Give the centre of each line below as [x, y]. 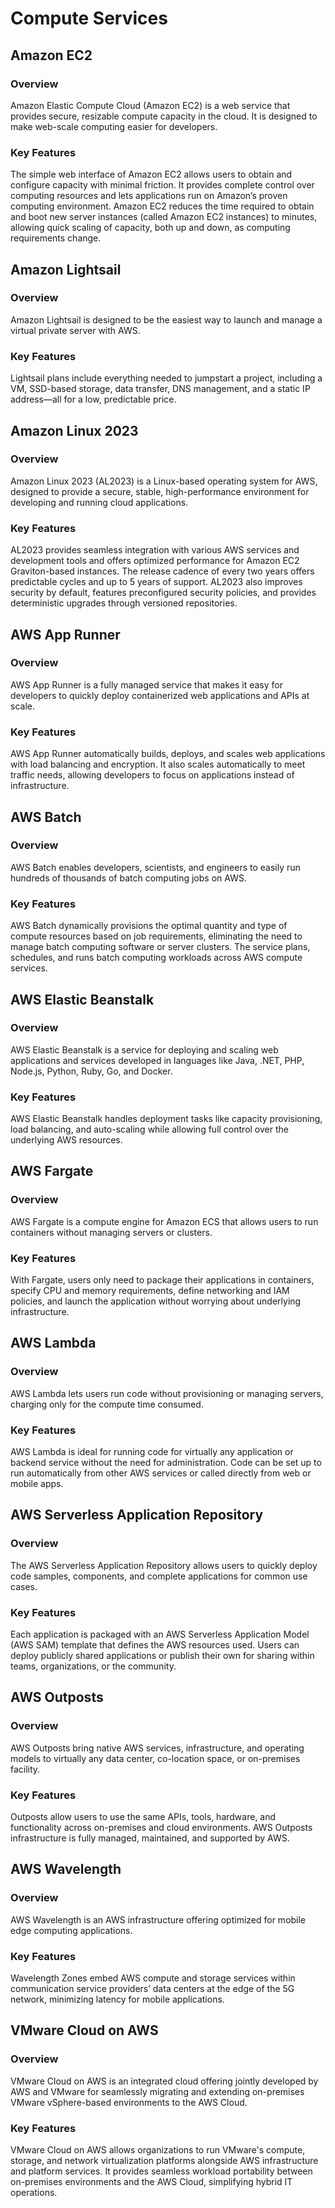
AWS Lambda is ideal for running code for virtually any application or [152, 1452]
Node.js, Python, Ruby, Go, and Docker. [91, 1071]
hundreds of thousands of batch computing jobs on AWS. [128, 878]
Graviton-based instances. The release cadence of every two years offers [162, 571]
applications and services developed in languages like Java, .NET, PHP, [157, 1060]
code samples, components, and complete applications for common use [159, 1576]
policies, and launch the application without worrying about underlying [156, 1301]
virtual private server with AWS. [75, 330]
